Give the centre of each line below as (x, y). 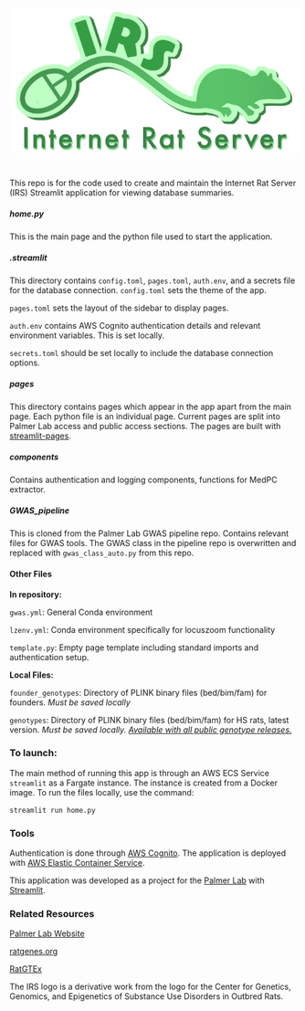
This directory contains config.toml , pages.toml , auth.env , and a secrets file (152, 280)
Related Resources (52, 914)
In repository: (36, 594)
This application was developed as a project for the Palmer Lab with (137, 880)
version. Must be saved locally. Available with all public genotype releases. (151, 730)
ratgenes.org (34, 952)
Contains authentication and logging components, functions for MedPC (143, 480)
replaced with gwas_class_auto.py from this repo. (102, 553)
